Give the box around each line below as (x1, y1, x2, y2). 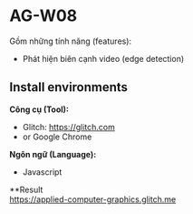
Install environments (9, 79, 129, 96)
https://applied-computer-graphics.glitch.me (9, 193, 177, 205)
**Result (9, 184, 43, 195)
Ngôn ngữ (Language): (9, 148, 97, 159)
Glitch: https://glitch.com (22, 121, 116, 132)
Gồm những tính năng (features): (9, 36, 132, 46)
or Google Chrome (22, 131, 92, 142)
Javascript (22, 166, 63, 178)
